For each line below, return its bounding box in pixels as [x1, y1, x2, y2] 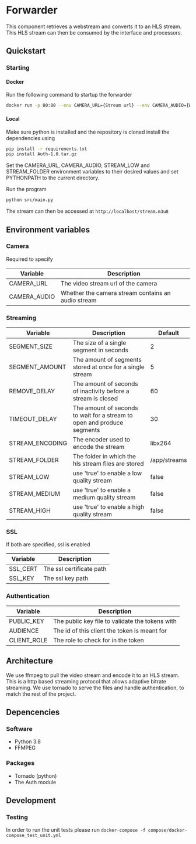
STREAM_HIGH [9, 506, 51, 515]
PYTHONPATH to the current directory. [6, 174, 100, 182]
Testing [6, 813, 28, 821]
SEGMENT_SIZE [9, 342, 52, 350]
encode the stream [72, 443, 125, 451]
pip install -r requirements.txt [6, 146, 87, 152]
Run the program [6, 186, 47, 193]
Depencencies [6, 707, 60, 717]
